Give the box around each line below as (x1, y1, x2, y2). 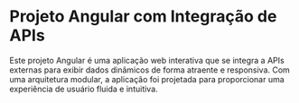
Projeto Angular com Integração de (9, 6, 277, 27)
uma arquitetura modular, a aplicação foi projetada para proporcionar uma (9, 73, 285, 84)
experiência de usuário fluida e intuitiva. (9, 83, 158, 94)
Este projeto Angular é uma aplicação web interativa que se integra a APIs (9, 55, 285, 65)
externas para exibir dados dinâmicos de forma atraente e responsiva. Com (9, 64, 291, 75)
